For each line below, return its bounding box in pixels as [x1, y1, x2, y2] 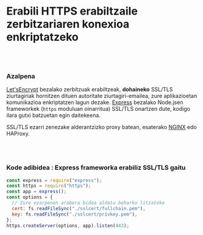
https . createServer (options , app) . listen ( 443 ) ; [6, 222, 130, 229]
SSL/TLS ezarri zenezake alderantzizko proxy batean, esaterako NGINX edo [6, 124, 197, 131]
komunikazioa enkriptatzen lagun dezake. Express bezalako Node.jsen [6, 99, 183, 106]
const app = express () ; [6, 189, 67, 195]
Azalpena [6, 72, 35, 80]
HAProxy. [6, 130, 30, 138]
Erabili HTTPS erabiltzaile [6, 4, 138, 18]
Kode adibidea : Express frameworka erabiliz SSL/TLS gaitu [6, 163, 186, 172]
